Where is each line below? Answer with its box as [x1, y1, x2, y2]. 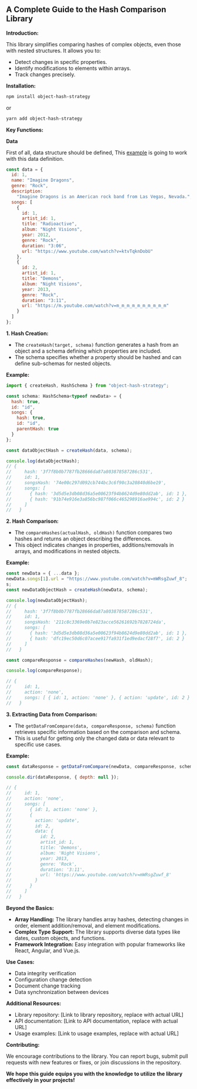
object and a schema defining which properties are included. [14, 347, 162, 354]
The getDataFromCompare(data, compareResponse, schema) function [14, 722, 176, 729]
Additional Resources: [6, 1000, 62, 1007]
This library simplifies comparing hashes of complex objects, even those [6, 40, 181, 48]
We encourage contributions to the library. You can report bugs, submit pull [6, 1053, 189, 1060]
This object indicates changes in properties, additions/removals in [14, 542, 174, 549]
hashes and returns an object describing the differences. [14, 535, 152, 542]
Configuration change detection [14, 976, 92, 983]
